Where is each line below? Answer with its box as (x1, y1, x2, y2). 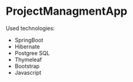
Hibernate (14, 43, 40, 50)
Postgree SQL (14, 49, 50, 56)
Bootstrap (14, 62, 40, 70)
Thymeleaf (14, 56, 42, 63)
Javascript (14, 69, 42, 76)
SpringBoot (14, 36, 44, 43)
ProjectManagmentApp (6, 4, 127, 18)
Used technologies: (6, 24, 55, 32)
